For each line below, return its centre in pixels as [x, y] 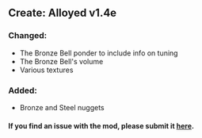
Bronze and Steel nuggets [62, 107]
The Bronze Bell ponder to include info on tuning [99, 53]
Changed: [28, 36]
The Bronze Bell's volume [61, 61]
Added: [23, 90]
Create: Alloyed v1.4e [63, 13]
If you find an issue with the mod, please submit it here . [101, 125]
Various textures [46, 70]
